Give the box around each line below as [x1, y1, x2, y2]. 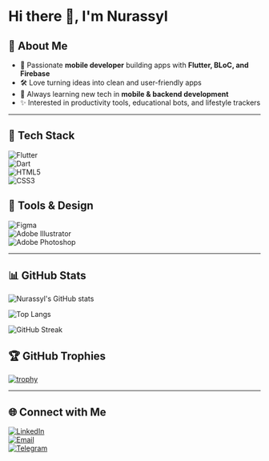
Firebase [19, 69, 50, 78]
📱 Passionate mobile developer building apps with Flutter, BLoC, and [19, 60, 250, 70]
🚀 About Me [8, 39, 68, 53]
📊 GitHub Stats [8, 269, 86, 283]
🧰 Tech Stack [8, 129, 75, 142]
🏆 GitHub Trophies [8, 349, 106, 363]
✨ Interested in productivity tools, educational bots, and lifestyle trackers [19, 98, 261, 107]
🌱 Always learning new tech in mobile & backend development [19, 90, 229, 98]
